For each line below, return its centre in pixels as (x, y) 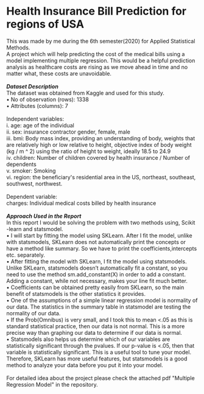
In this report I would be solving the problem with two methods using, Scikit (101, 222)
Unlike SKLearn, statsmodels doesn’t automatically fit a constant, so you (97, 268)
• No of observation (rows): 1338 (48, 99)
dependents (21, 164)
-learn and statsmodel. (35, 229)
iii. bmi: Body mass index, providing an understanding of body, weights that (101, 138)
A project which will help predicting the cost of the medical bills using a (96, 54)
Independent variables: (35, 119)
